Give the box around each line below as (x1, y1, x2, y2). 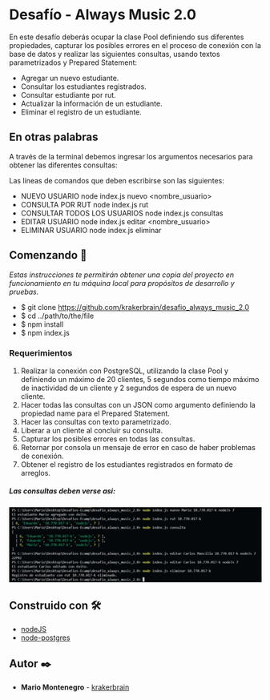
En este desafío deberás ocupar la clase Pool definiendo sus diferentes (9, 32, 244, 42)
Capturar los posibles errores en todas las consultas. (20, 434, 195, 444)
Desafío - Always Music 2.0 (9, 6, 197, 24)
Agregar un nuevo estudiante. (20, 73, 119, 82)
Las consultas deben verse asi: (9, 486, 115, 496)
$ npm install (20, 319, 64, 329)
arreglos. (20, 468, 51, 477)
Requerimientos (9, 348, 73, 359)
